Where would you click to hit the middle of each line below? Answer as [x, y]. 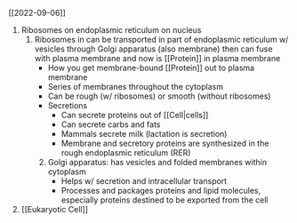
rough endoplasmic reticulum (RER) [126, 153]
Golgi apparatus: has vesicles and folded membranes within [157, 162]
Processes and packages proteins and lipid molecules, [161, 191]
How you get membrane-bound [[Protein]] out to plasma [151, 68]
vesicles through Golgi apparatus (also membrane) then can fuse [153, 49]
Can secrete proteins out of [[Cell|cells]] [135, 115]
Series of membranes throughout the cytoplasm [136, 87]
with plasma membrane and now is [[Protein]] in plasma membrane [157, 58]
